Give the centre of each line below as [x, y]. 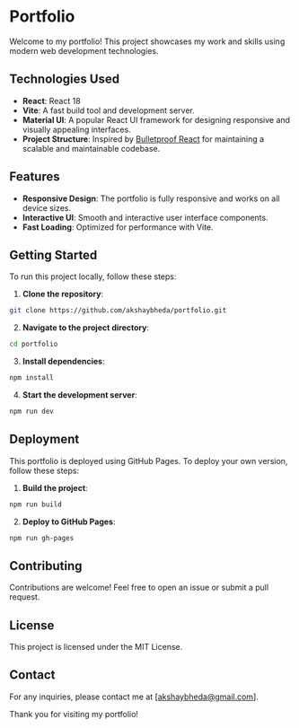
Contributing [46, 566]
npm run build [36, 504]
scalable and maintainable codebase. [91, 148]
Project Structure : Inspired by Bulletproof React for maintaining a [143, 139]
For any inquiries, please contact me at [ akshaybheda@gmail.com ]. [134, 697]
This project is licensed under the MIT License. [96, 647]
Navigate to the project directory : [86, 328]
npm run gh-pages [42, 538]
